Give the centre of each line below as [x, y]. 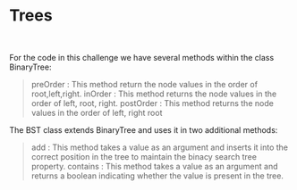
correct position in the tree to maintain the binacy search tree [144, 156]
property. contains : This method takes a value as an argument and [154, 166]
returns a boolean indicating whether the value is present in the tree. [157, 176]
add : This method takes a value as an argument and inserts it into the [160, 147]
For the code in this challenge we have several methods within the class [142, 57]
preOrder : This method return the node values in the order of [144, 84]
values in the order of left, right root [97, 112]
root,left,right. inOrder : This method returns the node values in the [154, 94]
